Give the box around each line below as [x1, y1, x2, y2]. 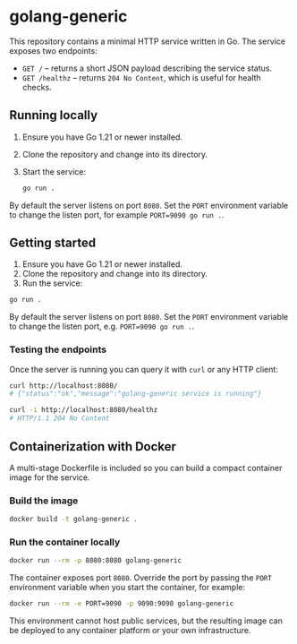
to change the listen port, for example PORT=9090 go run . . [9, 209, 225, 220]
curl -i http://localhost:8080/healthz [9, 406, 158, 415]
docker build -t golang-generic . [9, 515, 139, 524]
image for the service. [9, 472, 91, 483]
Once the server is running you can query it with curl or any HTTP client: [9, 364, 279, 374]
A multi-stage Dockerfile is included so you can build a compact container [9, 462, 283, 473]
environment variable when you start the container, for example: [9, 582, 246, 593]
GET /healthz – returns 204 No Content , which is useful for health [21, 72, 261, 82]
